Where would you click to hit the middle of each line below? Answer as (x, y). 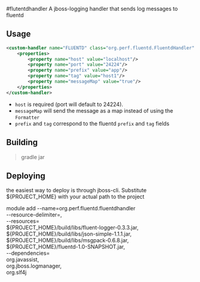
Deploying (26, 176)
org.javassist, (23, 260)
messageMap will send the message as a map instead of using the (94, 110)
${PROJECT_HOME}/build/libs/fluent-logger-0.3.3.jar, (73, 228)
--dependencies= (28, 253)
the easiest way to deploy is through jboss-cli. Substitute (77, 190)
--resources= (23, 221)
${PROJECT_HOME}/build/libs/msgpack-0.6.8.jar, (68, 240)
